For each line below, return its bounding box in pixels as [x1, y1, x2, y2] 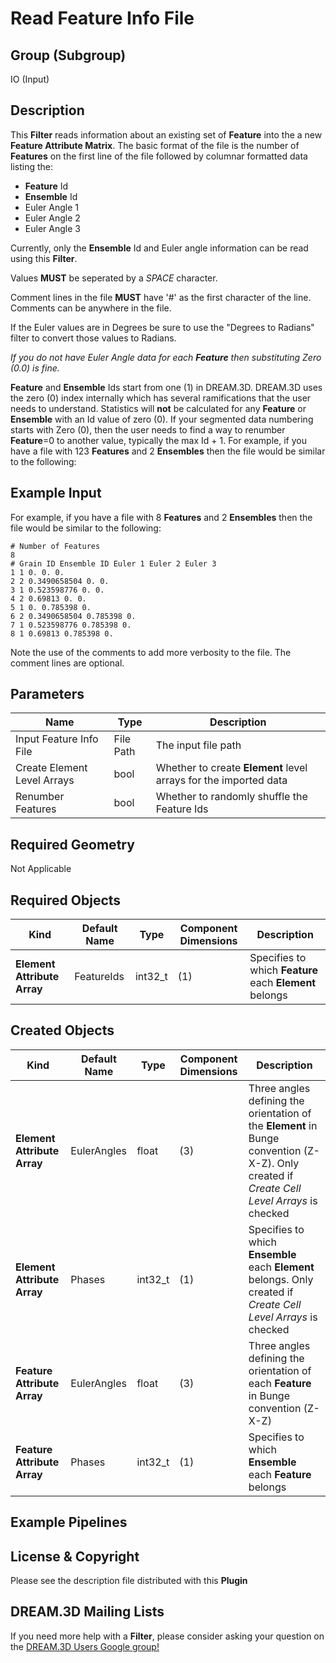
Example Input [10, 485, 102, 502]
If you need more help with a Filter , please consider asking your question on [10, 1630, 325, 1642]
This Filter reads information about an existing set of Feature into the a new [10, 128, 323, 141]
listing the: [10, 160, 53, 172]
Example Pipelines [10, 1514, 128, 1531]
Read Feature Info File [10, 7, 195, 30]
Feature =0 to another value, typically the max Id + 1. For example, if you [10, 434, 307, 446]
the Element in [248, 1118, 318, 1132]
